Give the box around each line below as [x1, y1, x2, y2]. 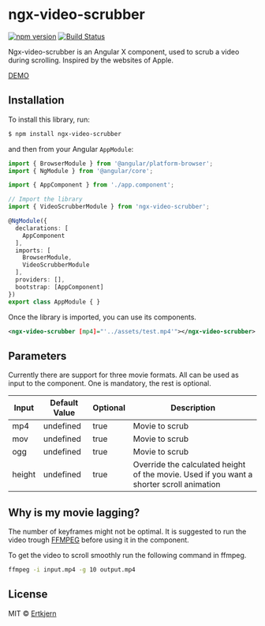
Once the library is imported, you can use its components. [8, 312, 197, 322]
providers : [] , [15, 276, 65, 284]
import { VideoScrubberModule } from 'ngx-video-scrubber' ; [8, 203, 211, 211]
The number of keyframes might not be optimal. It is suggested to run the [8, 527, 247, 536]
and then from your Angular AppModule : [8, 144, 134, 153]
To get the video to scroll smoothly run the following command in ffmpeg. [8, 551, 247, 560]
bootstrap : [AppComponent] [15, 283, 104, 291]
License [8, 587, 48, 601]
